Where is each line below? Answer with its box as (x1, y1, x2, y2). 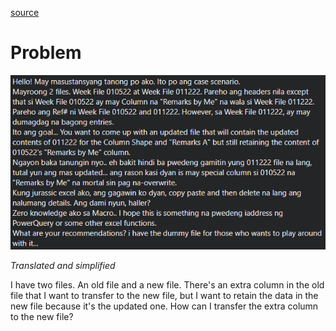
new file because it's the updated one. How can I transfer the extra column (10, 300, 319, 312)
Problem (10, 42, 82, 64)
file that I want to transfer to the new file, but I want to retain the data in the (10, 290, 319, 302)
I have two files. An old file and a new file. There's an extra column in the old (10, 279, 325, 291)
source (10, 7, 40, 18)
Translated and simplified (10, 260, 116, 272)
